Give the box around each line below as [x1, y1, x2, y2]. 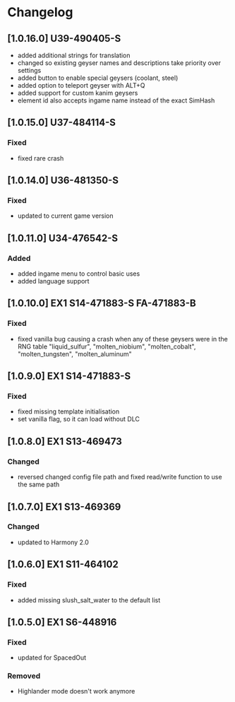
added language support [17, 277, 90, 286]
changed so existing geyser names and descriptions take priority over [17, 59, 221, 67]
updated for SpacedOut [17, 653, 87, 662]
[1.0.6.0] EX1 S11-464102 [7, 558, 119, 571]
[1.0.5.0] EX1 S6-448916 [7, 616, 117, 628]
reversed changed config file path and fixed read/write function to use [17, 473, 222, 481]
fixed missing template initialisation [17, 407, 120, 416]
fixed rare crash [17, 153, 64, 163]
